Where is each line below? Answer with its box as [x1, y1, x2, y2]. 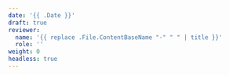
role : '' [15, 41, 44, 48]
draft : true [8, 19, 47, 27]
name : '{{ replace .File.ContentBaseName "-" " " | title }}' [15, 33, 223, 41]
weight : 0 [8, 48, 41, 55]
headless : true [8, 55, 58, 63]
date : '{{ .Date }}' [8, 11, 76, 20]
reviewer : [8, 26, 41, 34]
